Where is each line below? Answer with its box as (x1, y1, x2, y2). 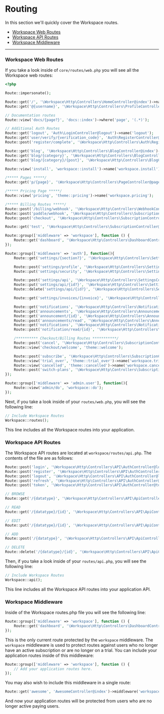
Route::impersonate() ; (5, 91, 51, 96)
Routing (5, 3, 38, 15)
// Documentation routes (5, 113, 56, 118)
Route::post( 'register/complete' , (5, 140, 76, 145)
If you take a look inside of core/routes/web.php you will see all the (5, 67, 139, 73)
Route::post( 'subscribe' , (14, 354, 67, 359)
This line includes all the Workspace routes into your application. (5, 427, 135, 432)
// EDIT (5, 518, 21, 523)
